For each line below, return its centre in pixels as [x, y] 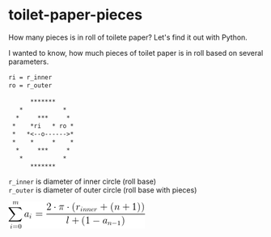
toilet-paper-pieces [76, 15]
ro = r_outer [30, 85]
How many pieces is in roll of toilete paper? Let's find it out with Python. [128, 37]
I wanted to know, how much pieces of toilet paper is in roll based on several [136, 53]
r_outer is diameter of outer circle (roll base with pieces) [103, 190]
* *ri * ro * [43, 126]
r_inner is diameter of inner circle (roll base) [82, 181]
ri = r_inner [30, 77]
